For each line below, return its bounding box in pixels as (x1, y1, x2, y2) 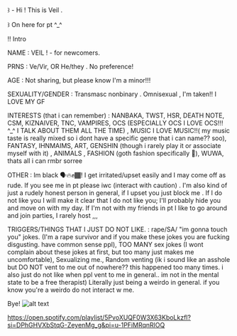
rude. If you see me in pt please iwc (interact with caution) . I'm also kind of (7, 181, 228, 189)
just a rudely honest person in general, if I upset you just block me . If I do (7, 189, 222, 197)
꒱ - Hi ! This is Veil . (7, 6, 63, 14)
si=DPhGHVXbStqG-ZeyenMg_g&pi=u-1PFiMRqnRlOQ (7, 321, 165, 329)
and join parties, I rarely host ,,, (7, 211, 98, 219)
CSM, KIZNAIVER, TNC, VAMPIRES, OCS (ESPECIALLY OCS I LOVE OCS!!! (7, 119, 224, 127)
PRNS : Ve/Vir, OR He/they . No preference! (7, 63, 133, 70)
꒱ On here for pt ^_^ (7, 21, 62, 28)
